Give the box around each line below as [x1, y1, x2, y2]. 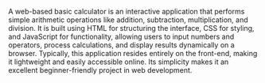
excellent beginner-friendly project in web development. [8, 66, 193, 74]
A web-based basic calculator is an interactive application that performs [8, 7, 245, 16]
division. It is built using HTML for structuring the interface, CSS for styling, [8, 24, 255, 32]
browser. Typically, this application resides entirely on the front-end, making [8, 49, 258, 58]
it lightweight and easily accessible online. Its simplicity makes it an [8, 57, 229, 66]
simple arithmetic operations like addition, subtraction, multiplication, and [8, 15, 248, 25]
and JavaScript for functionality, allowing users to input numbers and [8, 32, 235, 41]
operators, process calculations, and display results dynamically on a [8, 40, 235, 50]
